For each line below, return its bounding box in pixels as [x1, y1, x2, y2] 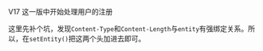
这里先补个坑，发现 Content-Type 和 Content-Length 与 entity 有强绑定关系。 [8, 24, 249, 33]
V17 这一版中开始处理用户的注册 [8, 7, 113, 16]
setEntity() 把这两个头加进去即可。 [29, 34, 146, 43]
